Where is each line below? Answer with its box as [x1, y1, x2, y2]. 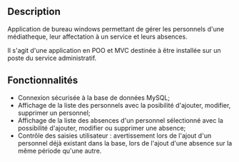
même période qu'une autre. [17, 146, 102, 155]
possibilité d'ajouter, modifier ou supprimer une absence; [17, 123, 186, 132]
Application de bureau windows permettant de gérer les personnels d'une [7, 24, 225, 33]
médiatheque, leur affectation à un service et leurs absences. [7, 32, 188, 41]
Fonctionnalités [7, 74, 78, 86]
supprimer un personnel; [17, 108, 91, 117]
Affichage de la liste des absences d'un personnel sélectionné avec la [17, 116, 223, 124]
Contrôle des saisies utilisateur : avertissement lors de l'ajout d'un [17, 131, 212, 140]
